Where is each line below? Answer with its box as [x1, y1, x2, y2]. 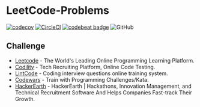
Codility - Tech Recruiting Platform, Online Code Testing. [14, 63, 156, 70]
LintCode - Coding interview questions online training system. [14, 70, 168, 77]
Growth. [14, 95, 35, 102]
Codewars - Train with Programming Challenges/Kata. [14, 76, 149, 83]
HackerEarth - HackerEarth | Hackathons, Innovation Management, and [14, 82, 192, 90]
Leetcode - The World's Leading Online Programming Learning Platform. [14, 57, 195, 64]
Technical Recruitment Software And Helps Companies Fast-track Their [14, 88, 192, 96]
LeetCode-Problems [6, 4, 109, 17]
